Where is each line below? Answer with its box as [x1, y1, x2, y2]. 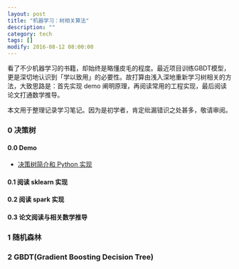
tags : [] [7, 37, 33, 44]
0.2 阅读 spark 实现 [7, 195, 65, 204]
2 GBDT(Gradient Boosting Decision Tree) [7, 252, 154, 262]
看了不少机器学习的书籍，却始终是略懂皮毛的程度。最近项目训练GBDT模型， [7, 64, 230, 72]
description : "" [7, 23, 55, 31]
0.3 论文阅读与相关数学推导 [7, 213, 87, 221]
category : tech [7, 30, 53, 38]
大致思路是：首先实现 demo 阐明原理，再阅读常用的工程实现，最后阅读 [19, 82, 228, 90]
